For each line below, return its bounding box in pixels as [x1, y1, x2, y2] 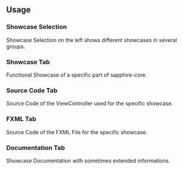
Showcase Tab [6, 58, 50, 66]
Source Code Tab [6, 86, 58, 95]
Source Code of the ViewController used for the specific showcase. [6, 100, 173, 107]
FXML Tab [6, 115, 37, 123]
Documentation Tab [6, 143, 65, 152]
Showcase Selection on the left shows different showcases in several [6, 36, 177, 44]
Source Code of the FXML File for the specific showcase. [6, 128, 148, 135]
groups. [6, 43, 26, 50]
